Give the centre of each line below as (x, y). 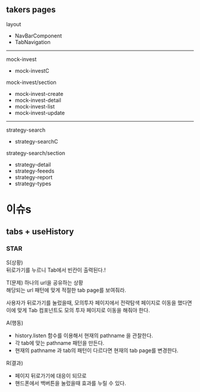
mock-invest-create (39, 94)
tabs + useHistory (40, 232)
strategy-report (34, 177)
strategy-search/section (36, 153)
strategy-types (33, 183)
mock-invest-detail (38, 100)
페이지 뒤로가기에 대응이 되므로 (51, 375)
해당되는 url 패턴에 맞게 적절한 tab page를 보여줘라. (66, 290)
